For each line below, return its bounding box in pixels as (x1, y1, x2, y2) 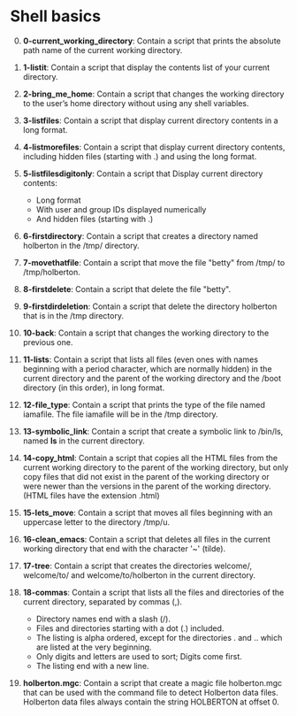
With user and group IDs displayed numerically (35, 204, 207, 214)
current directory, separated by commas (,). (22, 596, 183, 607)
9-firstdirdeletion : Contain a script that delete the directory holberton (22, 301, 278, 312)
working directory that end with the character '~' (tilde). (22, 543, 226, 554)
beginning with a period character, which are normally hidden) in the (22, 363, 272, 373)
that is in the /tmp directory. (22, 310, 125, 320)
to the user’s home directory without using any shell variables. (22, 97, 249, 108)
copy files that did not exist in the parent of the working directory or (22, 471, 270, 481)
